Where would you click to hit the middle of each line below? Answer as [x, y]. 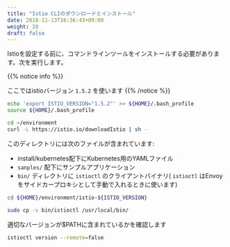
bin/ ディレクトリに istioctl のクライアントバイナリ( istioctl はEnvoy [120, 175]
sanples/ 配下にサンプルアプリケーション [76, 167]
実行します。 [49, 63]
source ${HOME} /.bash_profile [51, 111]
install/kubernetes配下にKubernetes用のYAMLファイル [95, 158]
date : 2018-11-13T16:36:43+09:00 [56, 20]
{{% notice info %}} [35, 77]
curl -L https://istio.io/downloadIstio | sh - [77, 129]
